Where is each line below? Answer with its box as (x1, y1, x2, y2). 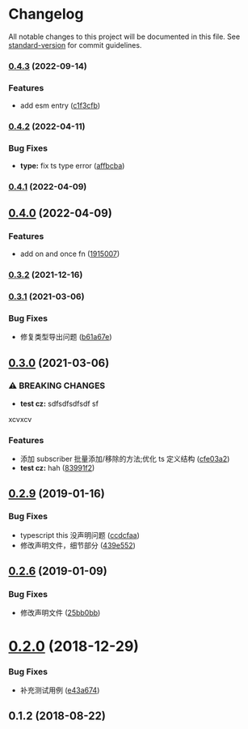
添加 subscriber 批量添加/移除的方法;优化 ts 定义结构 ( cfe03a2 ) (19, 454, 230, 464)
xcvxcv (8, 414, 32, 424)
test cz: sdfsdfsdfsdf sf (19, 399, 99, 408)
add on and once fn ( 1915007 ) (19, 249, 120, 258)
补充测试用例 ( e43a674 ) (19, 685, 100, 695)
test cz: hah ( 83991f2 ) (19, 463, 95, 473)
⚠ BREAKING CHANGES (8, 380, 106, 391)
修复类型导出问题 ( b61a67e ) (19, 332, 112, 342)
